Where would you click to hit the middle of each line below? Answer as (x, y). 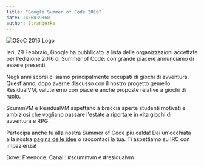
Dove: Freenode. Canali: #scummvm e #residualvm (70, 157)
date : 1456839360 (28, 18)
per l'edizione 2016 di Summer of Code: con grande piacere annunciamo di (100, 59)
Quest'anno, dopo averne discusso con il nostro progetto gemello (88, 83)
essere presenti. (26, 65)
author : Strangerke (31, 23)
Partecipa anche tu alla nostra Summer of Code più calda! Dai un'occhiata (99, 133)
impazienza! (22, 146)
